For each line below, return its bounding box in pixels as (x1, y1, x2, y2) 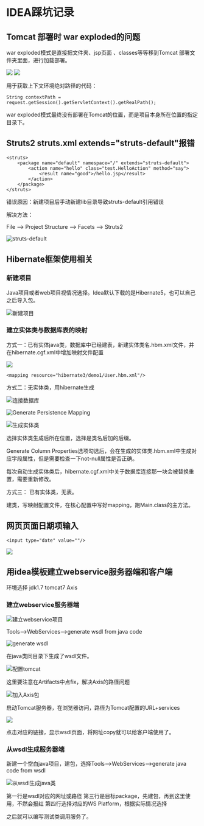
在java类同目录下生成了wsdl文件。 (6, 652, 93, 659)
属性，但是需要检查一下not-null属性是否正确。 (22, 455, 138, 462)
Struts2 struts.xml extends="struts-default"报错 (6, 138, 195, 149)
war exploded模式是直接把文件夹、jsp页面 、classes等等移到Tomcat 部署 (6, 49, 190, 56)
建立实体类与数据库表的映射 (6, 326, 88, 335)
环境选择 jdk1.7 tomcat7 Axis (6, 584, 78, 591)
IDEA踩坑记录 (6, 5, 74, 19)
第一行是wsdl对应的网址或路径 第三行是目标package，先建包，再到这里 (6, 793, 186, 800)
